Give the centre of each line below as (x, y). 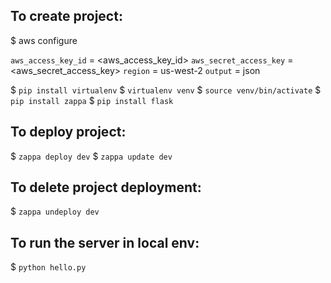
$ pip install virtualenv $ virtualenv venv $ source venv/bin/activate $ (166, 90)
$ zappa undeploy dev (55, 211)
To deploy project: (68, 132)
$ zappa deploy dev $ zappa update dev (91, 156)
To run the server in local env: (105, 242)
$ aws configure (44, 40)
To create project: (66, 16)
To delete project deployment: (106, 187)
